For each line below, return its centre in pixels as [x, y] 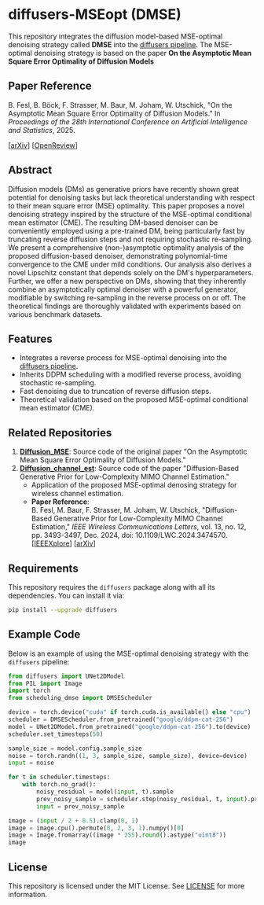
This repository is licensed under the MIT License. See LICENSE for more [126, 886]
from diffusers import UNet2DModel [66, 676]
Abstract [30, 170]
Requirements [43, 568]
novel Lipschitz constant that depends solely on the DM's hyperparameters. [131, 272]
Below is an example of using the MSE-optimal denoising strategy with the [128, 653]
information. [28, 894]
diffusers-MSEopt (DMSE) [95, 15]
